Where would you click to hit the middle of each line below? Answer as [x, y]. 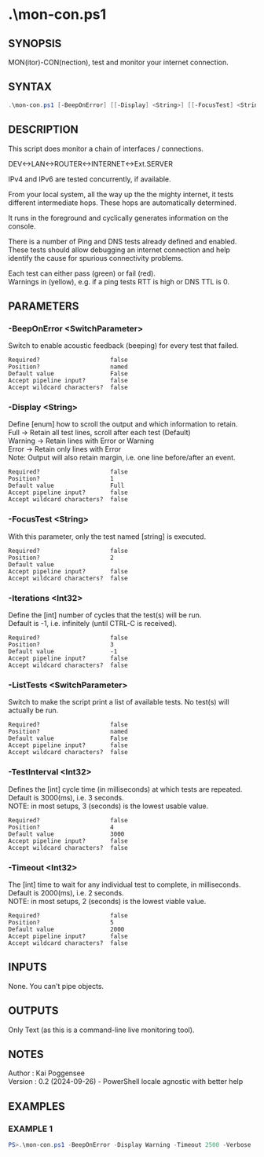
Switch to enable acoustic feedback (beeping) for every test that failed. [123, 346]
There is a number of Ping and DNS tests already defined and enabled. [123, 241]
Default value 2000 [66, 929]
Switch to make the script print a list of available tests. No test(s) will [119, 702]
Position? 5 [61, 922]
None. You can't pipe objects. [56, 986]
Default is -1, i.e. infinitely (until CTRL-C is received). [93, 624]
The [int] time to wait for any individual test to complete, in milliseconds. [125, 884]
